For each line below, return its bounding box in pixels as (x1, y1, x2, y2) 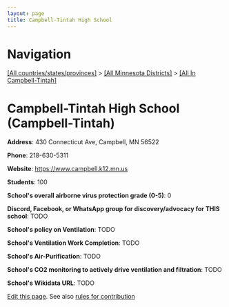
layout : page (7, 10, 45, 17)
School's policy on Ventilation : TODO (7, 226, 116, 234)
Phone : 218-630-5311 (7, 151, 69, 159)
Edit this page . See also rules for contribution (7, 293, 136, 301)
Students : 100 (7, 178, 48, 186)
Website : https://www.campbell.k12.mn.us (7, 165, 128, 173)
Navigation (7, 46, 71, 62)
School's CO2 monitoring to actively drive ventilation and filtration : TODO (7, 266, 222, 274)
